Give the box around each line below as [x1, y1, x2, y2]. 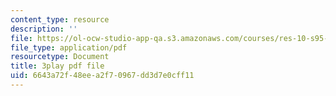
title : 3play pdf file [10, 61, 105, 71]
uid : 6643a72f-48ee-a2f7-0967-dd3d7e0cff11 [10, 71, 195, 81]
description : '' [10, 24, 78, 34]
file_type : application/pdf [10, 42, 128, 53]
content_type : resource [10, 14, 110, 25]
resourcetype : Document [10, 52, 110, 62]
